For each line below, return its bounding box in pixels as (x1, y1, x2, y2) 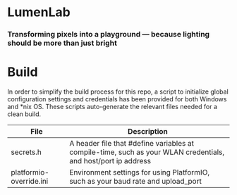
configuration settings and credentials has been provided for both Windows (7, 95, 227, 103)
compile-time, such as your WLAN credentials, (69, 147, 225, 157)
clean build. (7, 110, 41, 118)
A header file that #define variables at (69, 139, 194, 149)
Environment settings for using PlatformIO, (69, 168, 210, 177)
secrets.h (11, 147, 42, 157)
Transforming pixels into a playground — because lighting (7, 30, 210, 39)
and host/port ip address (69, 156, 152, 166)
